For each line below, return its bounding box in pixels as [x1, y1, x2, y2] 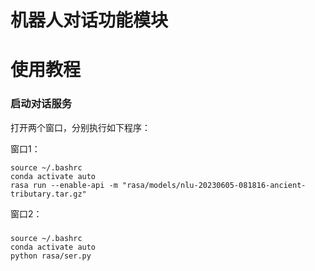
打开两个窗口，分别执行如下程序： [10, 121, 151, 133]
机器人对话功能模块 [10, 9, 169, 32]
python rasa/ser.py [10, 251, 92, 261]
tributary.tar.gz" [10, 189, 87, 199]
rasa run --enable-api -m [10, 180, 118, 190]
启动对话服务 [10, 97, 73, 111]
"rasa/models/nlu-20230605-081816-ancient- [121, 180, 307, 190]
